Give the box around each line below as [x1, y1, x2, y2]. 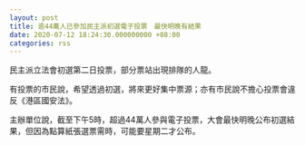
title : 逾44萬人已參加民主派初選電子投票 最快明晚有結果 [9, 22, 202, 31]
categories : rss [9, 38, 71, 48]
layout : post [9, 13, 59, 23]
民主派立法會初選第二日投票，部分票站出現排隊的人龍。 [9, 64, 216, 75]
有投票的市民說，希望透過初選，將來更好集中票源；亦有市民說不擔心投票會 [9, 83, 288, 95]
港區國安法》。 [25, 95, 77, 106]
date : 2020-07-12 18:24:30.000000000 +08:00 [9, 30, 181, 39]
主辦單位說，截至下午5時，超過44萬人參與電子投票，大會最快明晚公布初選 [9, 114, 288, 125]
